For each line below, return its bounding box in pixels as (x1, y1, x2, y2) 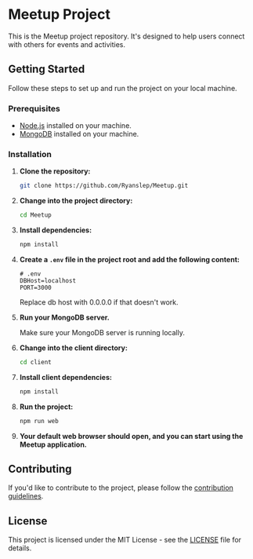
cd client (19, 358, 52, 366)
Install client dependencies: (19, 372, 112, 382)
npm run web (19, 417, 59, 425)
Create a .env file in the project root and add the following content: (19, 254, 240, 264)
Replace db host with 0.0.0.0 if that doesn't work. (19, 297, 179, 307)
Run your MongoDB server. (19, 312, 110, 322)
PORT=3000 (19, 283, 52, 291)
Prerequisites (8, 103, 60, 114)
